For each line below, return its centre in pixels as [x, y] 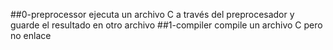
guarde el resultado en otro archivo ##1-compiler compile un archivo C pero [166, 25]
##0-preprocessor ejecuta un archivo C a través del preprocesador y [152, 14]
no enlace [31, 35]
